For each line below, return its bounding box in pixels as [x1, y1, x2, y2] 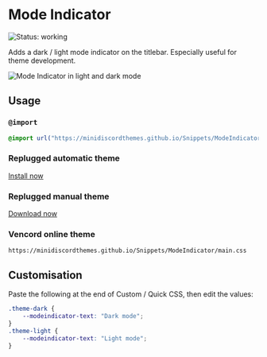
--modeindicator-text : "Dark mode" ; [22, 312, 145, 320]
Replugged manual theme [8, 191, 110, 202]
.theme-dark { [8, 305, 56, 313]
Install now [8, 171, 44, 180]
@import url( [8, 134, 52, 142]
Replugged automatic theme [8, 153, 121, 164]
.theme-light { [8, 327, 59, 335]
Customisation [8, 268, 83, 281]
